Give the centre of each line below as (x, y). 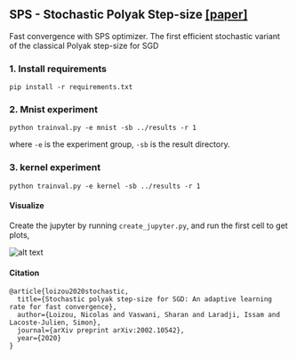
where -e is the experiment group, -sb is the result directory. (120, 144)
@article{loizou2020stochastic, (69, 292)
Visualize (27, 206)
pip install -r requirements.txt (71, 87)
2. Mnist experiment (54, 110)
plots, (20, 234)
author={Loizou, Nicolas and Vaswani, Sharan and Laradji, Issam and (148, 315)
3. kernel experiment (55, 167)
